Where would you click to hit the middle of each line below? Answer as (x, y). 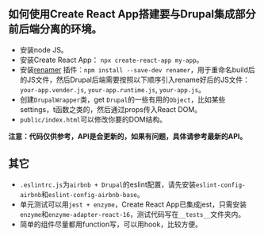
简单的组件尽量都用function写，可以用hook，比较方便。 (111, 224)
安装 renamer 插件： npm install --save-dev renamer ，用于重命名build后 (137, 69)
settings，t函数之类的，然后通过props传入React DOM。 (111, 109)
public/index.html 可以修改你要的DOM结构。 (93, 119)
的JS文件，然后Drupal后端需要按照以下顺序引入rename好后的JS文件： (135, 79)
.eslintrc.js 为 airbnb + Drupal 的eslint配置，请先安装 (108, 184)
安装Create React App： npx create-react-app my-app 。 (111, 60)
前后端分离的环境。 (55, 29)
